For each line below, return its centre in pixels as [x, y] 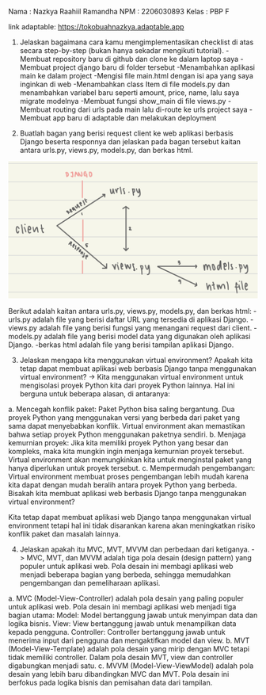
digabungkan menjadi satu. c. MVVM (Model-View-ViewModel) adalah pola [131, 666]
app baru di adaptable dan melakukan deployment [135, 118]
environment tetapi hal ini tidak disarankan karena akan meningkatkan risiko [132, 525]
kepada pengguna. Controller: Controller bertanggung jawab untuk [117, 632]
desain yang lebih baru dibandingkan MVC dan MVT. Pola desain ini [119, 674]
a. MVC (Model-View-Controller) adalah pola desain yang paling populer [126, 598]
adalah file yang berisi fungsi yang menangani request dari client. [146, 328]
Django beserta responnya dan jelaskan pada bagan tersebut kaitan [130, 141]
